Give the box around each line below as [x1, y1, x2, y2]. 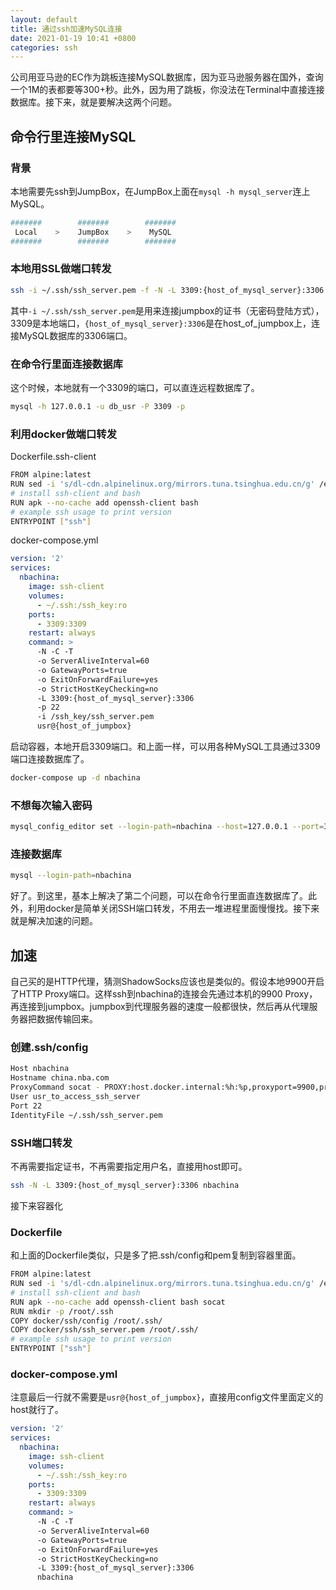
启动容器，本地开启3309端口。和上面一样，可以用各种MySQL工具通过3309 [10, 741, 321, 753]
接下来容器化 [10, 1199, 63, 1211]
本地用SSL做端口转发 [10, 262, 112, 276]
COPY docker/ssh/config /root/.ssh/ [10, 1316, 163, 1326]
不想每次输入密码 [10, 798, 93, 812]
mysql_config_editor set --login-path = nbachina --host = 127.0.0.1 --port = [10, 822, 325, 832]
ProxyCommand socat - [10, 1082, 101, 1093]
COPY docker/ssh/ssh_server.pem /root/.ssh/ [10, 1325, 199, 1335]
